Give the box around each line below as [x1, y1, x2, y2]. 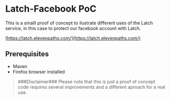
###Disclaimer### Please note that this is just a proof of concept [17, 78, 156, 84]
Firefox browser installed [12, 69, 65, 75]
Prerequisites [5, 50, 49, 58]
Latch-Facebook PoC [5, 3, 97, 15]
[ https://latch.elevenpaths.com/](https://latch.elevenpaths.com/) [5, 35, 141, 41]
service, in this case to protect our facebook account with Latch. [5, 25, 141, 31]
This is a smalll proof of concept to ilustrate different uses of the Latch [5, 20, 153, 26]
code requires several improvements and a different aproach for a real [17, 84, 165, 90]
